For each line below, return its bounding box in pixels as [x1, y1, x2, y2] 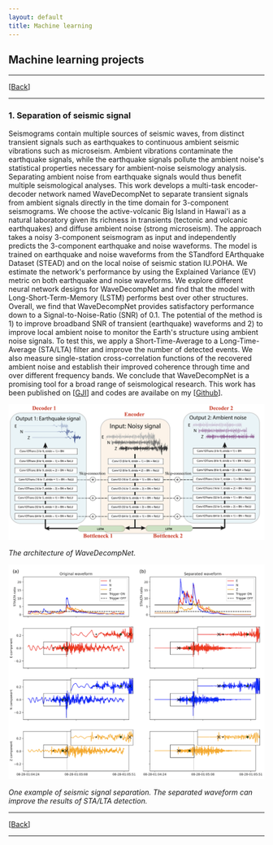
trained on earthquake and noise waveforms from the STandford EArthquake [8, 249, 265, 259]
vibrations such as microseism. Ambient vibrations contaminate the [8, 146, 233, 155]
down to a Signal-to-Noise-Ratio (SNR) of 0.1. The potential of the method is [8, 310, 262, 320]
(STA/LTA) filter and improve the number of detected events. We [37, 344, 253, 354]
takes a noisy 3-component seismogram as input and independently [8, 232, 237, 242]
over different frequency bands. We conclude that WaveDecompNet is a [8, 370, 249, 380]
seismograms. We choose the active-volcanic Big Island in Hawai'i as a [8, 206, 246, 216]
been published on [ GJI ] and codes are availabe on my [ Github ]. [8, 387, 223, 398]
